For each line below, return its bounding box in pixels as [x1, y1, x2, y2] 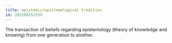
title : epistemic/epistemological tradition [5, 7, 102, 13]
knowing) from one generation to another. [5, 32, 94, 38]
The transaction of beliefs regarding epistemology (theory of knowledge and [5, 26, 167, 32]
